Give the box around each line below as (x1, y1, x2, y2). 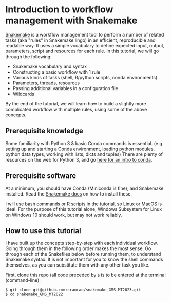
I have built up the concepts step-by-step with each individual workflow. (5, 240, 158, 246)
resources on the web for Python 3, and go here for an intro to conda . (5, 156, 153, 163)
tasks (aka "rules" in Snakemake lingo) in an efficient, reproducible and (5, 37, 156, 43)
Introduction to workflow (5, 4, 113, 15)
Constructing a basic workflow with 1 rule (12, 68, 101, 75)
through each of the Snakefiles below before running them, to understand (5, 251, 161, 257)
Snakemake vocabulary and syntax (12, 63, 87, 69)
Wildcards (12, 91, 34, 97)
